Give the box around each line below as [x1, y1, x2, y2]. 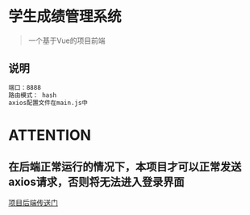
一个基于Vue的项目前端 [27, 36, 106, 45]
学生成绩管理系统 [8, 7, 123, 26]
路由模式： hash [8, 91, 57, 99]
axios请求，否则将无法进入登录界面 [8, 175, 185, 188]
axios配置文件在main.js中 [8, 99, 89, 107]
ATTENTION [8, 126, 91, 144]
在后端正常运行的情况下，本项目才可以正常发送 [8, 159, 242, 174]
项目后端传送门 [8, 198, 58, 208]
